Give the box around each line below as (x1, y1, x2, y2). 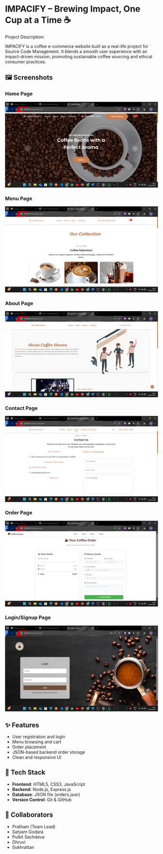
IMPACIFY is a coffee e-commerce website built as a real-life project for (5, 43, 149, 49)
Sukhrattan (12, 844, 34, 850)
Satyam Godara (12, 829, 44, 835)
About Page (5, 300, 33, 306)
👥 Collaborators (5, 811, 53, 819)
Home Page (5, 91, 33, 97)
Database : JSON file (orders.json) (12, 791, 81, 797)
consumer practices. (5, 59, 47, 64)
